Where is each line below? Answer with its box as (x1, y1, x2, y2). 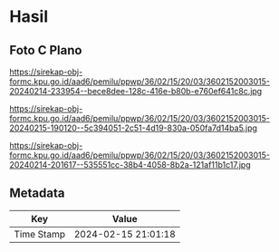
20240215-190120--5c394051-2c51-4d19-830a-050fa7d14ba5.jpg (9, 122, 258, 133)
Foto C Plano (9, 43, 82, 58)
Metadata (9, 186, 65, 201)
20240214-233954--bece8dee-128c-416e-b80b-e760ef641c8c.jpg (9, 86, 263, 96)
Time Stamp (14, 228, 66, 240)
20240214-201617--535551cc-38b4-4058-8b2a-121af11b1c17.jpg (9, 160, 251, 170)
